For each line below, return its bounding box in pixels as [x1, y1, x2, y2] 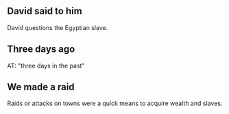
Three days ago [7, 44, 75, 55]
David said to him [7, 5, 82, 17]
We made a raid [7, 81, 75, 93]
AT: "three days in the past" [7, 61, 85, 70]
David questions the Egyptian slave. [7, 23, 108, 31]
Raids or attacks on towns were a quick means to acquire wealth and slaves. [7, 99, 223, 108]
